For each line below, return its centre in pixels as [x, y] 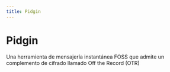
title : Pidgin [24, 11]
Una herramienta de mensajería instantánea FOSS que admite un [85, 57]
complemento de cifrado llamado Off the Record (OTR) [73, 63]
